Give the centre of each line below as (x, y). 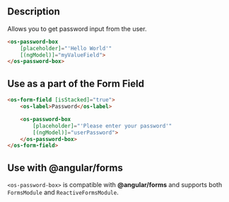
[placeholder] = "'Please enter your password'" (102, 126)
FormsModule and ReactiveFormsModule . (63, 192)
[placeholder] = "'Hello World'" (66, 48)
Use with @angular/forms (65, 168)
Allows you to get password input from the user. (77, 28)
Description (34, 12)
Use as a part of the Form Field (76, 83)
